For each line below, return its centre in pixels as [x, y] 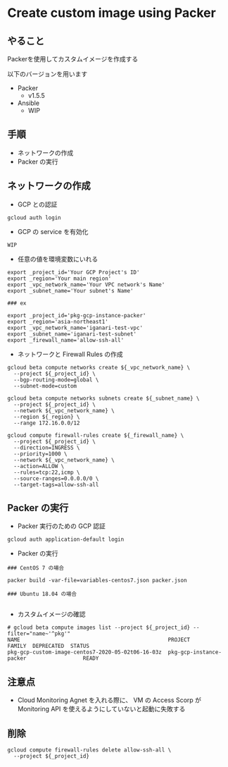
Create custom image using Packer [112, 13]
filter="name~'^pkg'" [39, 634]
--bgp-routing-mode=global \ [56, 380]
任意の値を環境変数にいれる [58, 259]
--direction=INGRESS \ [47, 448]
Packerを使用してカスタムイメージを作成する [73, 59]
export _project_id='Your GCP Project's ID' [74, 272]
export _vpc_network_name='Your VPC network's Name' [86, 284]
